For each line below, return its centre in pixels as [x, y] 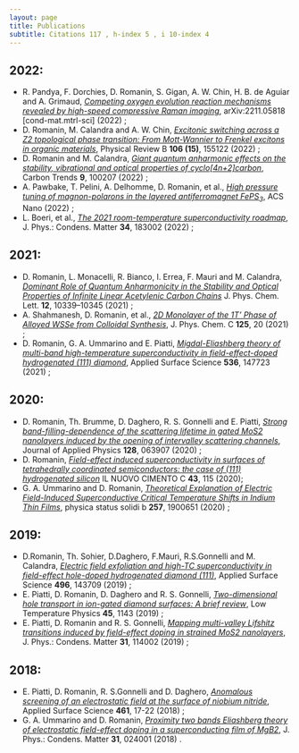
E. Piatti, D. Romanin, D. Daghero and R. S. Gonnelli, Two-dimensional [149, 595]
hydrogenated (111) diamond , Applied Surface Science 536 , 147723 [146, 362]
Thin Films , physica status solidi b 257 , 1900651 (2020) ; [126, 507]
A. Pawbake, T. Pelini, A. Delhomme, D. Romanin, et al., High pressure [150, 187]
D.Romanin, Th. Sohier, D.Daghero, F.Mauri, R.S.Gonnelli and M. [139, 556]
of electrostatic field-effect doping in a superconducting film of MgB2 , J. [156, 730]
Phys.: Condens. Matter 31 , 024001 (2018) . [102, 740]
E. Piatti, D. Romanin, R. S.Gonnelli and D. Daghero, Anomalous [137, 692]
